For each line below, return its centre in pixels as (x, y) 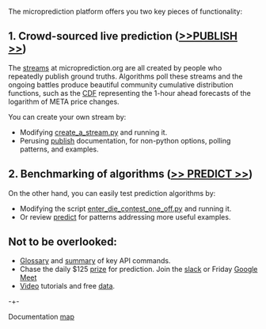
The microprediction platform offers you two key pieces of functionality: (125, 11)
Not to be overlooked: (63, 242)
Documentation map (42, 317)
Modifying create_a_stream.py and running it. (93, 132)
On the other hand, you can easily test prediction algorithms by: (112, 193)
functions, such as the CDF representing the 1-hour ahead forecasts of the (129, 93)
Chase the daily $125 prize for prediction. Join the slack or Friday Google (139, 270)
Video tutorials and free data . (67, 286)
